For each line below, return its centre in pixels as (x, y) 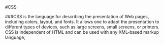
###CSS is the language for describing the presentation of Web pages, (77, 16)
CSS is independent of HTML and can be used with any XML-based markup (82, 32)
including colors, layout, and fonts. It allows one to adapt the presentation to (82, 22)
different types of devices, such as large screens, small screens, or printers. (82, 27)
